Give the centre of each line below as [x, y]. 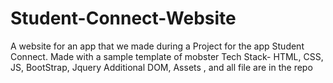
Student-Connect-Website [123, 18]
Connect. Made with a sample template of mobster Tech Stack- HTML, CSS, [167, 56]
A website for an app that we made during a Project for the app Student [157, 46]
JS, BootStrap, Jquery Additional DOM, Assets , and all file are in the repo [161, 67]
